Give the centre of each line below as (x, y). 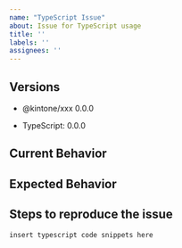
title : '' (28, 34)
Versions (35, 87)
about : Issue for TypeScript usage (75, 26)
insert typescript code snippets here (81, 235)
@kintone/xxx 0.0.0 (58, 108)
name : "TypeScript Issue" (57, 17)
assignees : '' (36, 51)
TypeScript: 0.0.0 (54, 125)
